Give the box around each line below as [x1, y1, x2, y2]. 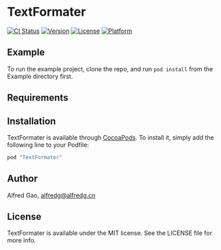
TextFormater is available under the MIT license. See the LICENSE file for [7, 229, 213, 237]
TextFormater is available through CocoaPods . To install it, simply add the [7, 133, 214, 141]
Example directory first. [7, 72, 73, 80]
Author [7, 173, 38, 185]
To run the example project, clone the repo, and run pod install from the [7, 64, 213, 73]
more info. [7, 236, 36, 245]
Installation [7, 115, 56, 127]
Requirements [7, 92, 68, 103]
